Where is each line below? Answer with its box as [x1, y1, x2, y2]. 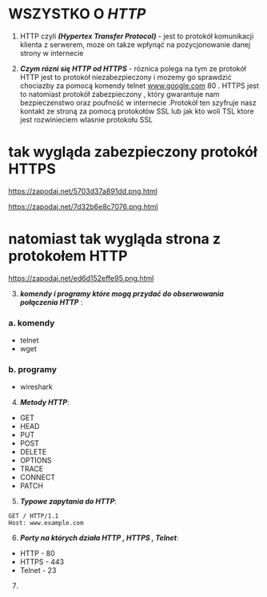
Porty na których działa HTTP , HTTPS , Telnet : [19, 533, 179, 543]
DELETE [19, 447, 47, 457]
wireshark [19, 382, 54, 392]
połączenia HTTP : [19, 297, 83, 307]
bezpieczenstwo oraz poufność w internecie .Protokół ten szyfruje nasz [19, 98, 257, 107]
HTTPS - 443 [19, 557, 65, 567]
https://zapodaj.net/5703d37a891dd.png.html [8, 186, 158, 196]
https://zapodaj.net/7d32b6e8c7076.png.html [8, 202, 158, 211]
